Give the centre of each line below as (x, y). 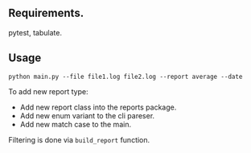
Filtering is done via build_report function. (79, 139)
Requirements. (46, 13)
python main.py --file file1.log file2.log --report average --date (125, 76)
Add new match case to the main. (75, 124)
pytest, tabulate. (35, 32)
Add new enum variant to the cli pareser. (87, 115)
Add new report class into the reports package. (98, 107)
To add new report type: (48, 91)
